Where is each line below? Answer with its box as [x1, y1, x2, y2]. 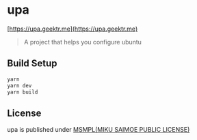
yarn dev [7, 82, 32, 89]
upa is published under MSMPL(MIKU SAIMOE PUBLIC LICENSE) [7, 126, 190, 134]
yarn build [7, 88, 38, 96]
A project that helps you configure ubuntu [23, 38, 142, 46]
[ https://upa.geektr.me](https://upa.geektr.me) [7, 25, 138, 33]
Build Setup [7, 57, 57, 70]
